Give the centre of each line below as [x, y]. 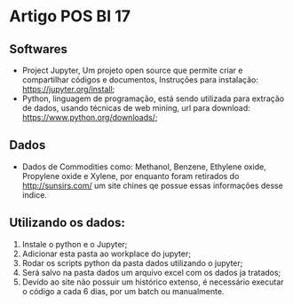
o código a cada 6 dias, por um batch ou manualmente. [123, 291]
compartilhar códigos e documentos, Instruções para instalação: [140, 80]
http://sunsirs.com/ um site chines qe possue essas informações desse [153, 185]
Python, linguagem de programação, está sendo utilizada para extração [153, 98]
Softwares [39, 49]
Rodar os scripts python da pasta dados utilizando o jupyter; [132, 262]
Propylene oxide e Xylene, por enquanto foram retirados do [131, 176]
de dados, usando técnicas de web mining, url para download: [136, 108]
